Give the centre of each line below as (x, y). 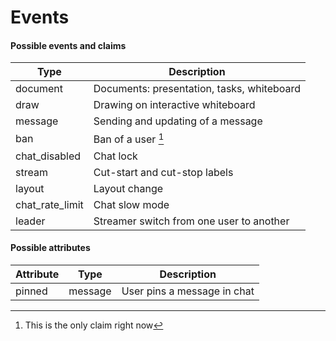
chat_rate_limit (49, 204)
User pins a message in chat (188, 291)
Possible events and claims (68, 45)
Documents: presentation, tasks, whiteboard (197, 89)
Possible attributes (50, 248)
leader (30, 221)
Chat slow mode (131, 204)
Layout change (128, 188)
